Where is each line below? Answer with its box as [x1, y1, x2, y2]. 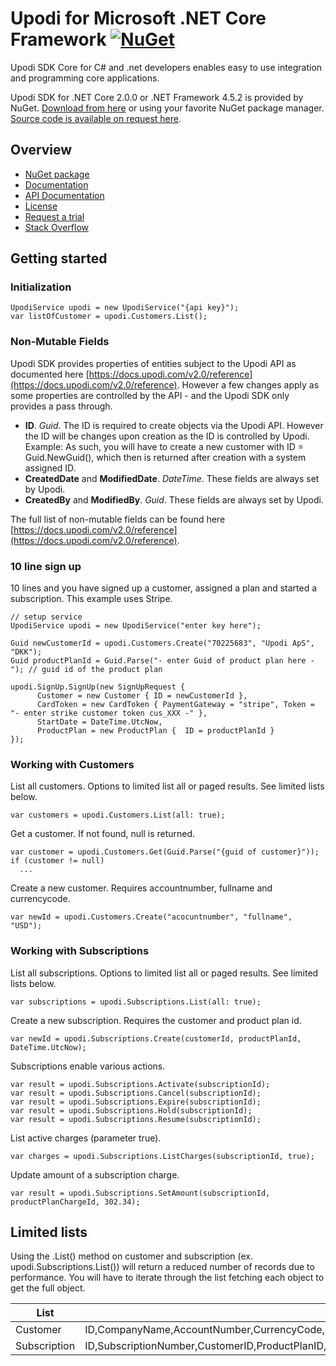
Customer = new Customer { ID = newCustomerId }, [36, 691, 248, 701]
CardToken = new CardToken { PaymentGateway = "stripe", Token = [36, 700, 315, 710]
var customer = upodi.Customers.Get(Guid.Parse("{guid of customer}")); [10, 847, 320, 857]
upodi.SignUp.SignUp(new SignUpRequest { [10, 682, 186, 692]
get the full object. [10, 1282, 86, 1294]
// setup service [10, 612, 83, 622]
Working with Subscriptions [10, 944, 150, 958]
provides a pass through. [10, 400, 113, 412]
